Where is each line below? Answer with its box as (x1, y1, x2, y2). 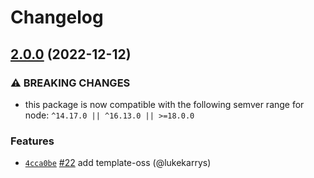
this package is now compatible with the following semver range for (24, 98, 305, 110)
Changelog (10, 6, 104, 29)
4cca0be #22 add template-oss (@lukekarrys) (24, 157, 212, 169)
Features (10, 134, 55, 148)
